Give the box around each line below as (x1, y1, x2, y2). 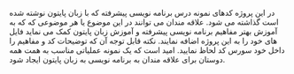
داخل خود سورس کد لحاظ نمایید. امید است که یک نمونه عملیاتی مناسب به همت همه (9, 45, 285, 55)
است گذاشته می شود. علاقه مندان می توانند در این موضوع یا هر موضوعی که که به (9, 17, 279, 27)
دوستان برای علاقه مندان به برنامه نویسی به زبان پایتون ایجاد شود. (9, 55, 226, 64)
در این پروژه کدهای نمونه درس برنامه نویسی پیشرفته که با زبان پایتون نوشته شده (9, 8, 275, 18)
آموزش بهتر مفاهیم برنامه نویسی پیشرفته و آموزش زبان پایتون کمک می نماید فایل (9, 26, 278, 36)
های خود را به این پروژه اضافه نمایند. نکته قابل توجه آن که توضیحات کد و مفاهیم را (9, 35, 278, 46)
